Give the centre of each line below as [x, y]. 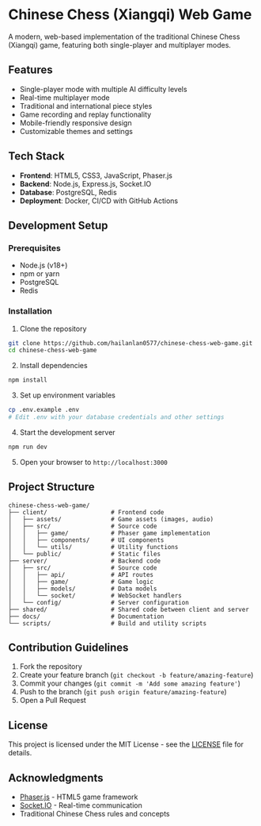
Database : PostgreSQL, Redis [68, 192]
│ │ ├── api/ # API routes [81, 574]
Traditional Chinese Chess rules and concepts [95, 814]
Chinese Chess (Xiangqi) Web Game [130, 15]
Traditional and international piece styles [86, 106]
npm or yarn [40, 274]
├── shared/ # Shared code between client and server [129, 609]
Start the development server [68, 432]
